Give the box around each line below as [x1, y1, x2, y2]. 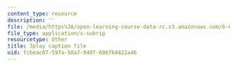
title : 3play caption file [7, 43, 87, 50]
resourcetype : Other [7, 36, 68, 43]
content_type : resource [7, 10, 78, 17]
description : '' [7, 17, 55, 24]
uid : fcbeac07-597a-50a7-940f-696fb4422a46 [7, 50, 138, 57]
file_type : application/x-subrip [7, 29, 106, 37]
